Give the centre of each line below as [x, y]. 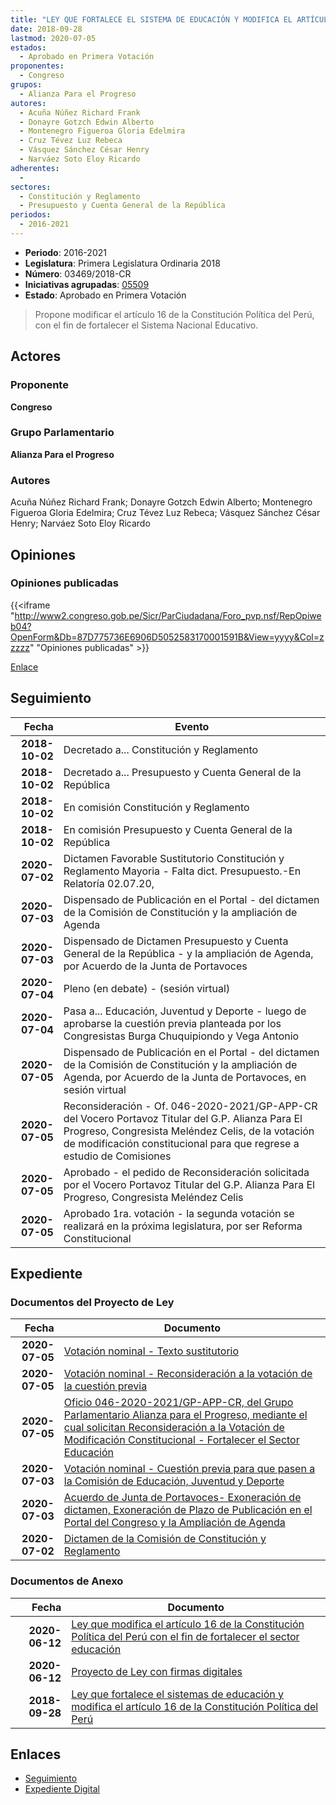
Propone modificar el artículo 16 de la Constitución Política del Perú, [174, 314]
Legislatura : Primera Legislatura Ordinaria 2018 [122, 263]
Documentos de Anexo [67, 1581]
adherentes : [35, 168]
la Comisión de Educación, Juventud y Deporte [174, 1481]
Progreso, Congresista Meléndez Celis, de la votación [189, 1131]
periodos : [31, 215]
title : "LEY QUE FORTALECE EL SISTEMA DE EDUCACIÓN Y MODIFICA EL [151, 19]
